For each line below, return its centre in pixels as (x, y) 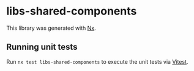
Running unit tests (42, 47)
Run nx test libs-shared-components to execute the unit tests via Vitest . (97, 61)
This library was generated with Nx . (51, 28)
